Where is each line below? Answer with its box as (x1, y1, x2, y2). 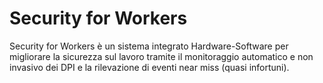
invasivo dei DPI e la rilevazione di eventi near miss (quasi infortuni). (9, 61, 290, 73)
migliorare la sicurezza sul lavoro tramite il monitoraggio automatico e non (9, 50, 314, 62)
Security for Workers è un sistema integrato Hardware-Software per (9, 40, 289, 52)
